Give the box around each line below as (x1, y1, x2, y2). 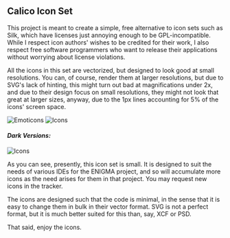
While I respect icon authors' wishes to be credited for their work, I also (7, 38, 209, 47)
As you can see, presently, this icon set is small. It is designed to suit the (7, 160, 212, 169)
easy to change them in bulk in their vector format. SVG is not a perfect (7, 202, 209, 211)
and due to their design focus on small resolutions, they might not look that (7, 88, 219, 96)
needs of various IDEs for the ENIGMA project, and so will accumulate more (7, 167, 221, 176)
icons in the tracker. (7, 182, 63, 191)
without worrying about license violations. (7, 53, 126, 61)
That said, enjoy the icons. (7, 223, 82, 232)
